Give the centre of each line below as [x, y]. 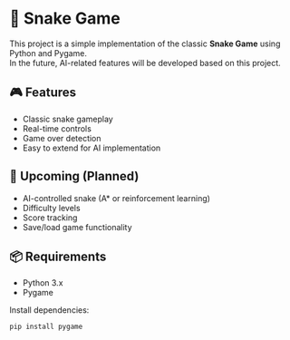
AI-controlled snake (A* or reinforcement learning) [116, 198]
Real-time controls [57, 128]
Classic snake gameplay [68, 119]
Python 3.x [43, 283]
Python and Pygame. [48, 53]
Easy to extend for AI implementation [92, 148]
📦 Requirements [58, 256]
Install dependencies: [49, 310]
